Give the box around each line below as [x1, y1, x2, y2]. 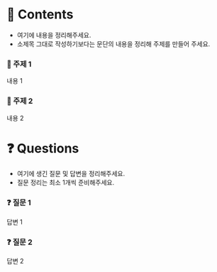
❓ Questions [6, 140, 79, 156]
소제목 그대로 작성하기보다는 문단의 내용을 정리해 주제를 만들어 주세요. [16, 39, 211, 48]
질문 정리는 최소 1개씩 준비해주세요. [16, 178, 115, 187]
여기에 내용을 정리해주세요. [16, 31, 91, 39]
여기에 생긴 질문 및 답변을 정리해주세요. [16, 170, 126, 178]
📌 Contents [6, 6, 74, 23]
